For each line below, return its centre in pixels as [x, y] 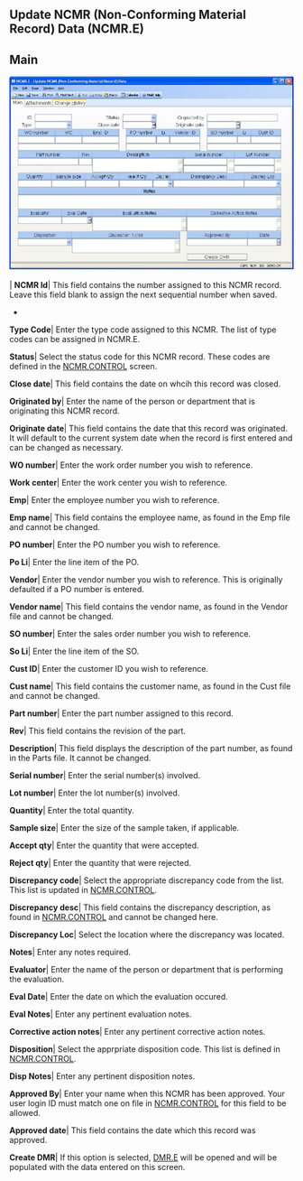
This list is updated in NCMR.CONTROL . [83, 890]
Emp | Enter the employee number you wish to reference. [115, 500]
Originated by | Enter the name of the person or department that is [132, 402]
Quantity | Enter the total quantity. [72, 811]
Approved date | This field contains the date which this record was [133, 1130]
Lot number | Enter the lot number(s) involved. [95, 793]
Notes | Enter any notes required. [70, 953]
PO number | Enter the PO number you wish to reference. [115, 544]
